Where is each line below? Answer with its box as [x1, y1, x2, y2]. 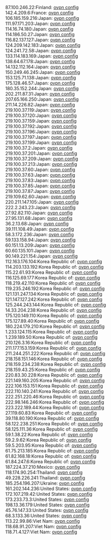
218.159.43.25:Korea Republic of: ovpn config [5, 366, 100, 373]
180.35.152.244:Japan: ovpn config [5, 86, 79, 91]
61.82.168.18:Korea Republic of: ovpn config [5, 453, 97, 459]
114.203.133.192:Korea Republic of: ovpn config [5, 264, 104, 270]
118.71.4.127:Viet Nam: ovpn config [5, 529, 77, 535]
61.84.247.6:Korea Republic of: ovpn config [5, 459, 96, 465]
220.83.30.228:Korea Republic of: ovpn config [5, 372, 103, 378]
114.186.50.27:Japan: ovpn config [5, 32, 75, 37]
